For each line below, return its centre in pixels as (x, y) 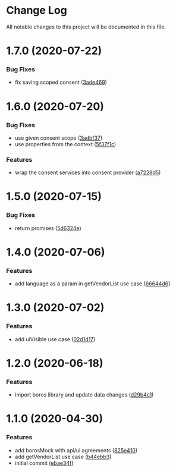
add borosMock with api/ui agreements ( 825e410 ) (76, 450)
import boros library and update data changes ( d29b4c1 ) (84, 395)
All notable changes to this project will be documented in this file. (86, 27)
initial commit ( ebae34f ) (44, 463)
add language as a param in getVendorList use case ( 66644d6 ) (92, 284)
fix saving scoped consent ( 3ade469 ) (61, 82)
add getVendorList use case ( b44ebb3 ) (63, 457)
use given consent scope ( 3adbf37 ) (59, 138)
